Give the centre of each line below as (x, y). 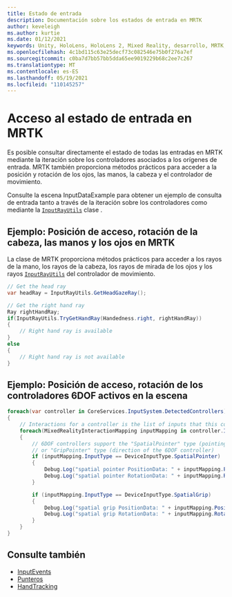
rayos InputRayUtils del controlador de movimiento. (81, 274)
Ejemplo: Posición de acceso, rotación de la (103, 231)
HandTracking (37, 586)
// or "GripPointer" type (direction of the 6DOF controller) (123, 450)
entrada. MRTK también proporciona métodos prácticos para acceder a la (112, 167)
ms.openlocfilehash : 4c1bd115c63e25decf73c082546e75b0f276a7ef (100, 53)
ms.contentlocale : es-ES (43, 71)
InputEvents (34, 571)
